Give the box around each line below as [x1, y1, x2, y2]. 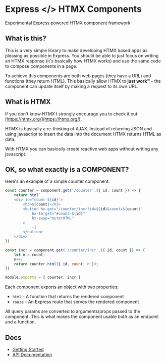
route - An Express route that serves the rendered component [12, 299, 139, 305]
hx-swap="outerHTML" [31, 215, 74, 221]
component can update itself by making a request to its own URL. [5, 83, 139, 89]
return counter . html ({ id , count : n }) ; [14, 261, 99, 266]
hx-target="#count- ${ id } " [31, 211, 85, 216]
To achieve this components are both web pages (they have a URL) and [5, 73, 151, 79]
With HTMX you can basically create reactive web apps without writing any [5, 146, 159, 152]
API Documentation [12, 352, 52, 358]
